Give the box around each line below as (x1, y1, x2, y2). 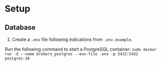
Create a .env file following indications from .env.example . (12, 36, 133, 42)
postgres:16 (5, 56, 30, 61)
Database (5, 23, 36, 32)
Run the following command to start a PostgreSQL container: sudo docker (5, 46, 157, 52)
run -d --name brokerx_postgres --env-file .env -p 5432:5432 (5, 51, 138, 56)
